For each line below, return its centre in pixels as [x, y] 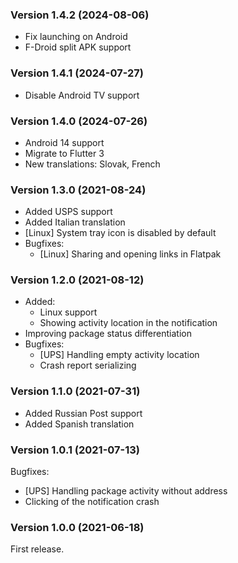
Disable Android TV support [82, 95]
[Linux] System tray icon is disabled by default [120, 233]
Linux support [68, 312]
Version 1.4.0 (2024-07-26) [79, 121]
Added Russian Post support [83, 413]
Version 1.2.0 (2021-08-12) [77, 280]
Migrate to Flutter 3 [64, 153]
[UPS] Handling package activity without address [126, 491]
